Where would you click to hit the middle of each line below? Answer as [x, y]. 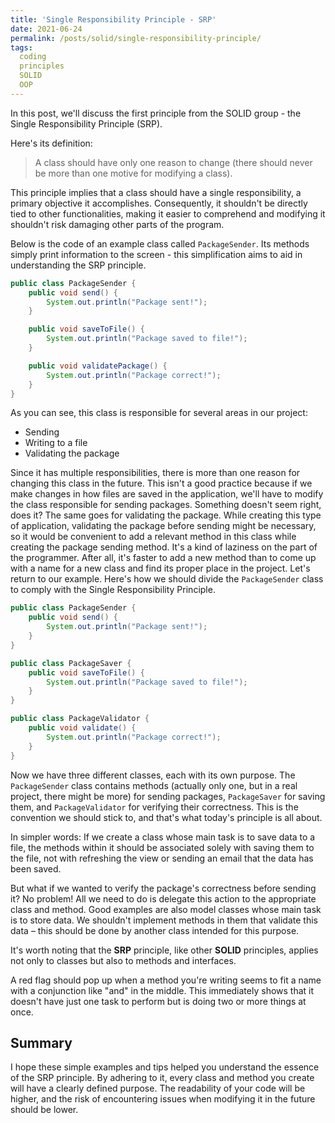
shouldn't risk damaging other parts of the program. [117, 224]
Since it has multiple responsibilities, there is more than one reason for [155, 473]
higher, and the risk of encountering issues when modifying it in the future [163, 1099]
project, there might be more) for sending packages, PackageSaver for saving [168, 796]
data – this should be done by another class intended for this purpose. [155, 930]
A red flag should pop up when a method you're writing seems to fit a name [166, 980]
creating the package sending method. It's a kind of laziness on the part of [164, 547]
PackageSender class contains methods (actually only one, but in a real [154, 785]
